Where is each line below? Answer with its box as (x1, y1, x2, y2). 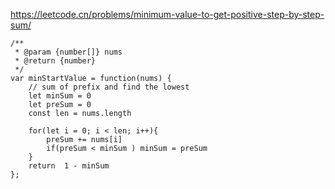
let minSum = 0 (28, 91, 92, 101)
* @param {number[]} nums (14, 47, 123, 57)
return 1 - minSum (28, 161, 110, 171)
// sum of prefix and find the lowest (28, 82, 190, 92)
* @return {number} (14, 56, 97, 66)
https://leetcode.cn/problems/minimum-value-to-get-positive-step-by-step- (10, 9, 325, 20)
